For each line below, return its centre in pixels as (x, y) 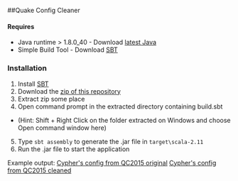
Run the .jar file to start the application (74, 149)
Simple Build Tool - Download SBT (68, 50)
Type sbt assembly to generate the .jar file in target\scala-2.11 (110, 141)
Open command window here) (62, 128)
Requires (21, 26)
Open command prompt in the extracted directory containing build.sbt (120, 106)
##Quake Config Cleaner (44, 10)
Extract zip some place (51, 99)
